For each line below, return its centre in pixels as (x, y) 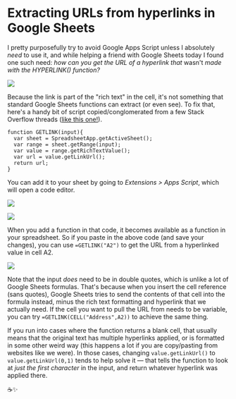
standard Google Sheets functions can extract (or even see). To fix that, (111, 104)
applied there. (27, 375)
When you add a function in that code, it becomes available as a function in (117, 230)
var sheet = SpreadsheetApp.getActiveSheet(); (83, 138)
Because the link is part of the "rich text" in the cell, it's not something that (115, 97)
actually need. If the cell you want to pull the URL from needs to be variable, (117, 309)
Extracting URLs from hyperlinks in (111, 13)
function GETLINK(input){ (45, 132)
